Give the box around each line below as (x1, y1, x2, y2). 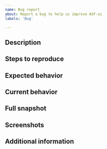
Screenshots (5, 121, 44, 129)
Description (5, 38, 41, 47)
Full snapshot (5, 104, 47, 113)
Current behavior (5, 88, 58, 96)
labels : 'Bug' (5, 16, 34, 21)
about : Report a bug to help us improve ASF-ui (5, 12, 103, 17)
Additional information (5, 137, 74, 146)
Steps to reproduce (5, 55, 64, 63)
